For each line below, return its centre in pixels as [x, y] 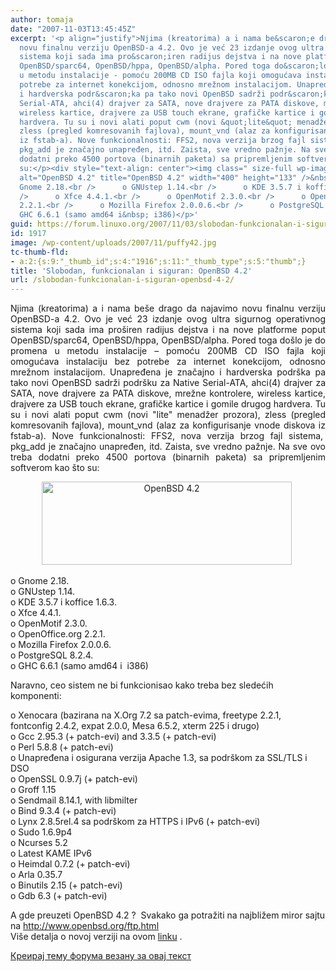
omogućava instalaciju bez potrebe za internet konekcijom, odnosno [168, 362]
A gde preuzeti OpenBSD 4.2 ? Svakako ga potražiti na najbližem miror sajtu [168, 915]
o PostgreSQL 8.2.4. [52, 655]
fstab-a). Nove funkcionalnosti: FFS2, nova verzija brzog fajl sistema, [167, 436]
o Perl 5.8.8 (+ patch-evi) [62, 747]
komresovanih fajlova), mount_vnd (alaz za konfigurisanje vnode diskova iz [168, 425]
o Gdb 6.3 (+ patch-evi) [59, 896]
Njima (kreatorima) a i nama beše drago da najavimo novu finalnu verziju [168, 308]
